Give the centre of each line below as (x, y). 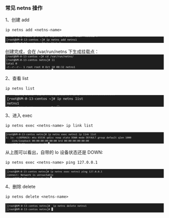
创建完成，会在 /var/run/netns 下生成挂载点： (52, 51)
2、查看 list (17, 79)
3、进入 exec (19, 115)
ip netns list (20, 89)
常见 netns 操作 (24, 8)
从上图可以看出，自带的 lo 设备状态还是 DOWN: (54, 153)
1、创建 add (17, 20)
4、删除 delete (20, 187)
